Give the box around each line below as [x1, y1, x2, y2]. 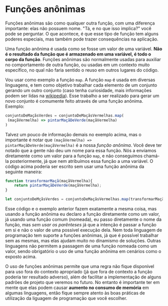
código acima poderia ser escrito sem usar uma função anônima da [5, 163, 144, 169]
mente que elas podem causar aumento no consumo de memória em [5, 284, 149, 291]
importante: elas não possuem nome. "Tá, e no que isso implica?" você [5, 25, 151, 31]
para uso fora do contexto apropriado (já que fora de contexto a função [5, 269, 152, 275]
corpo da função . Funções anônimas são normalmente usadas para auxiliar [5, 56, 161, 62]
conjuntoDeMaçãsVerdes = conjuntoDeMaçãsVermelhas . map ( [5, 113, 124, 118]
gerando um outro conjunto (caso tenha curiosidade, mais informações [5, 87, 151, 93]
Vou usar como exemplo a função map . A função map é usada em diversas [5, 77, 155, 83]
